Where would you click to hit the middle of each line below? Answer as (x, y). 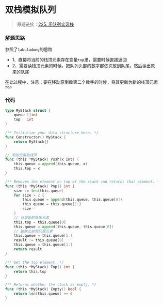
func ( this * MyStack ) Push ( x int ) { (42, 160)
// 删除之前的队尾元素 (33, 231)
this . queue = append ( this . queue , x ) (51, 164)
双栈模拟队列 (31, 10)
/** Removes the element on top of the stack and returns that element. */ (83, 182)
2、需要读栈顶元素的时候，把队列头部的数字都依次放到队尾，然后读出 (81, 66)
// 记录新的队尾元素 (32, 218)
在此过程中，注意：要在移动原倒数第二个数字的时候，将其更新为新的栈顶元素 (81, 82)
